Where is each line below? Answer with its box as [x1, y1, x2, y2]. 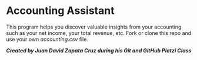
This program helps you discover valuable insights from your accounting [6, 23, 182, 30]
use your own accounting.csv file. [6, 36, 88, 43]
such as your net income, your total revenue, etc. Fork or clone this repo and [6, 29, 192, 36]
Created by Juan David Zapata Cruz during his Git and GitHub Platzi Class [6, 47, 192, 54]
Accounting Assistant [6, 4, 115, 17]
